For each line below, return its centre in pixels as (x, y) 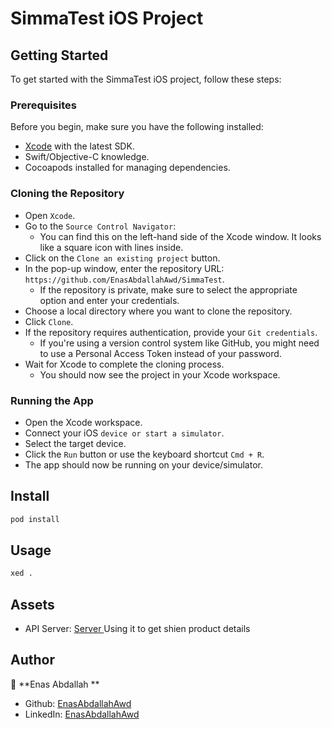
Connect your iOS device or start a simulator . (124, 433)
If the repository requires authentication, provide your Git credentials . (171, 332)
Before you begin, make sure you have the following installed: (137, 127)
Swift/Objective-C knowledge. (87, 157)
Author (32, 660)
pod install (35, 519)
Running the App (52, 400)
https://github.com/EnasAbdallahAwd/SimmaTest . (124, 279)
